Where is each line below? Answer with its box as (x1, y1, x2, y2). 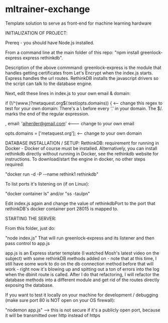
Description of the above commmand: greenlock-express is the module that (5, 64, 161, 70)
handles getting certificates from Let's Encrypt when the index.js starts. (5, 69, 153, 76)
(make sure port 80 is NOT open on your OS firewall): (5, 297, 115, 303)
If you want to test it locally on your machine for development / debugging (5, 292, 158, 298)
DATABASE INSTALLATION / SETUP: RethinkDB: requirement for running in (5, 140, 159, 146)
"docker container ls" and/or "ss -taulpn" (5, 190, 90, 197)
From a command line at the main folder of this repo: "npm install (5, 49, 139, 55)
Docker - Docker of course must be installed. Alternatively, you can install (5, 145, 157, 151)
